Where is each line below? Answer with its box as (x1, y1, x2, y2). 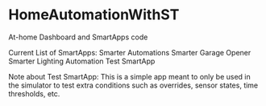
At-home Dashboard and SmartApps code (8, 32, 148, 42)
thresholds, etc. (8, 88, 60, 98)
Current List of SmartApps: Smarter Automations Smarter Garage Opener (8, 47, 251, 57)
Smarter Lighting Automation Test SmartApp (8, 56, 156, 66)
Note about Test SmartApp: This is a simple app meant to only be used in (8, 71, 251, 81)
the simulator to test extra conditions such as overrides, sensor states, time (8, 80, 259, 90)
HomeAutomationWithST (8, 6, 180, 24)
